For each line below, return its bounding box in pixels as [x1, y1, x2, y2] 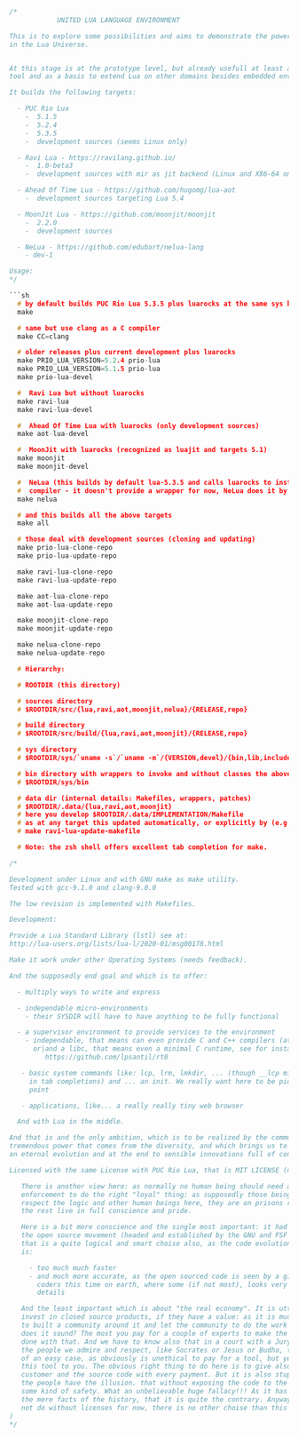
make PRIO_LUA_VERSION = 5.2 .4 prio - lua [17, 356, 161, 365]
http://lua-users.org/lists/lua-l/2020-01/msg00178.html [9, 940, 224, 949]
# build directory [17, 721, 86, 730]
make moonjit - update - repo [17, 624, 114, 633]
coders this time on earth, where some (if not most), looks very [36, 1280, 288, 1289]
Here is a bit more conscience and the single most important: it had [20, 1223, 288, 1232]
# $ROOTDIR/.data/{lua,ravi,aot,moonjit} [17, 802, 173, 811]
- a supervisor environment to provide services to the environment [17, 1028, 276, 1037]
